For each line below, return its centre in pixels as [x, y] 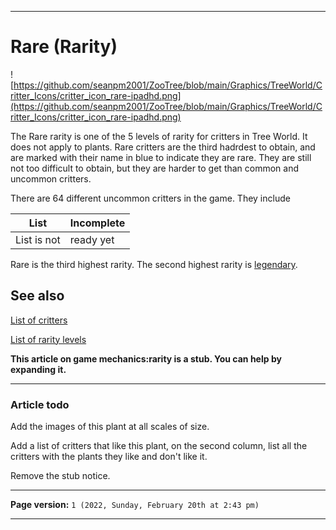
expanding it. [38, 369]
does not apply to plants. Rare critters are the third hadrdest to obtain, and [163, 147]
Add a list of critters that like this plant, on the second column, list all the [159, 446]
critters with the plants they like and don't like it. [109, 457]
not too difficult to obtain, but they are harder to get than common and [155, 168]
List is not [38, 239]
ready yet [92, 239]
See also [37, 296]
